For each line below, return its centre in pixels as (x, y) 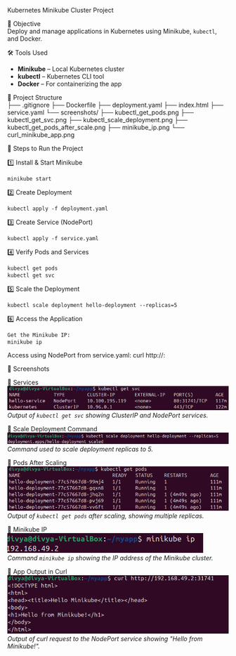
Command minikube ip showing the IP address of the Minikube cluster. (110, 558)
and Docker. (25, 39)
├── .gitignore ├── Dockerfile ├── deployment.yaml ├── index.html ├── (115, 105)
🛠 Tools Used (27, 53)
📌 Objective (24, 24)
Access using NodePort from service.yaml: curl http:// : (86, 355)
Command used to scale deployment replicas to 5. (80, 449)
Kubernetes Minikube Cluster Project (60, 10)
